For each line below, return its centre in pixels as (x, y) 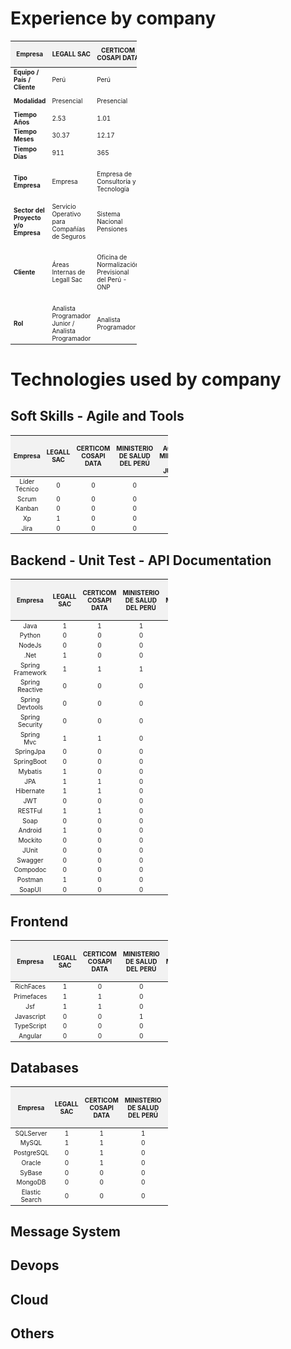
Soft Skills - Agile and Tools (97, 416)
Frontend (39, 921)
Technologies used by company (146, 379)
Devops (35, 1265)
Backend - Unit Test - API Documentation (141, 560)
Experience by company (113, 18)
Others (32, 1333)
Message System (65, 1232)
